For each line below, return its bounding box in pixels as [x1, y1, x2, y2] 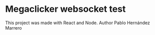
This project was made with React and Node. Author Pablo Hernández [5, 20, 150, 26]
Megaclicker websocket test [5, 3, 126, 15]
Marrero [5, 25, 22, 31]
